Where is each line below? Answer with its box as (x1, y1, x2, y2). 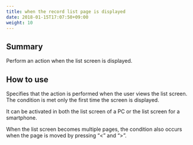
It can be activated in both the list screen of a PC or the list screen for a (6, 108, 180, 115)
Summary (6, 41, 43, 51)
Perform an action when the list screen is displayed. (6, 57, 133, 65)
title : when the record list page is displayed (6, 8, 126, 15)
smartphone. (6, 114, 37, 121)
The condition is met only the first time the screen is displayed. (6, 96, 160, 104)
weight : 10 (6, 20, 33, 25)
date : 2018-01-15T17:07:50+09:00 (6, 14, 89, 20)
